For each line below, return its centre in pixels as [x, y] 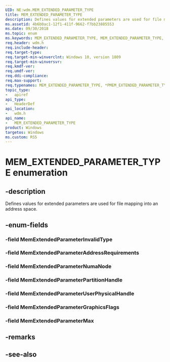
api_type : [16, 99]
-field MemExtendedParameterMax [50, 321]
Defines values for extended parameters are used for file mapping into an [82, 204]
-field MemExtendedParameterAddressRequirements [72, 253]
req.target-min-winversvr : [34, 62]
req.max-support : [24, 81]
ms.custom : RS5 [21, 137]
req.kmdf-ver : [20, 66]
